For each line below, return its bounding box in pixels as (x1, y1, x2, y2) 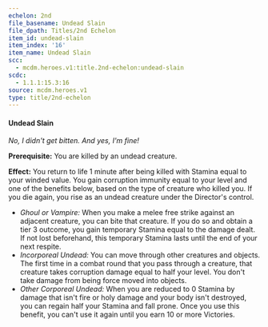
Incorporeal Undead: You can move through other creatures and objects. (19, 250, 261, 260)
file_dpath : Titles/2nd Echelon (8, 26, 116, 34)
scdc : (8, 71, 26, 79)
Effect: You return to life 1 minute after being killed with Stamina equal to (8, 167, 247, 177)
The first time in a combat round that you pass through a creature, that (19, 259, 253, 269)
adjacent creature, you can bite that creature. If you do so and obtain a (19, 217, 254, 226)
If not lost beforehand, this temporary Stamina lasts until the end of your (19, 233, 258, 243)
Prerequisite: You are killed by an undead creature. (8, 151, 178, 161)
